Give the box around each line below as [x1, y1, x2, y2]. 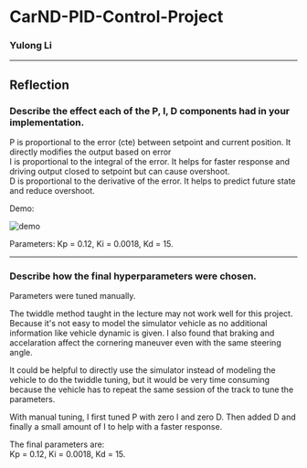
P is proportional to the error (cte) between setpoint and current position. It [9, 137, 291, 148]
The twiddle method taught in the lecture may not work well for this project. [9, 308, 293, 319]
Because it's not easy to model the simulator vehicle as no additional [9, 318, 268, 329]
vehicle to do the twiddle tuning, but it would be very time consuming [9, 375, 270, 386]
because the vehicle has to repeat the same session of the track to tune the [9, 384, 294, 395]
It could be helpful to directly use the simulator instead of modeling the [9, 365, 276, 376]
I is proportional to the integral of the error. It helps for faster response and [9, 156, 291, 167]
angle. [9, 347, 34, 358]
